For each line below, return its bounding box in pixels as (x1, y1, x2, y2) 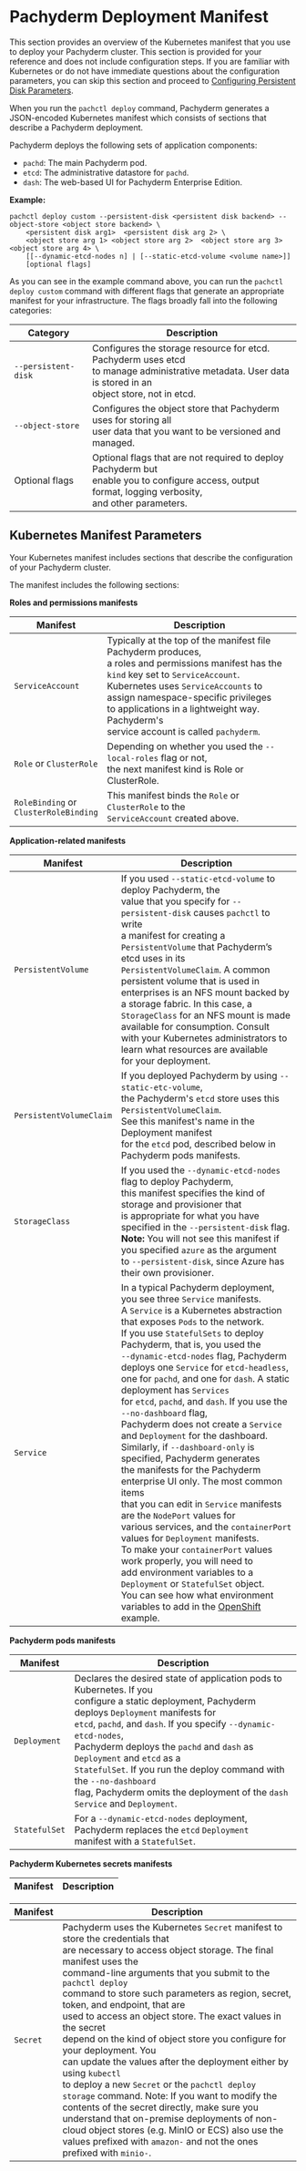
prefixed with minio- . (62, 2146, 152, 2159)
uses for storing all (92, 413, 172, 426)
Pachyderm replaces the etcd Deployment (74, 1823, 250, 1836)
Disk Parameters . (9, 85, 75, 96)
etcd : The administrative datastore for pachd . (22, 167, 189, 178)
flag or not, (160, 751, 208, 764)
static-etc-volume (120, 1082, 201, 1093)
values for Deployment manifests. (120, 1531, 260, 1544)
